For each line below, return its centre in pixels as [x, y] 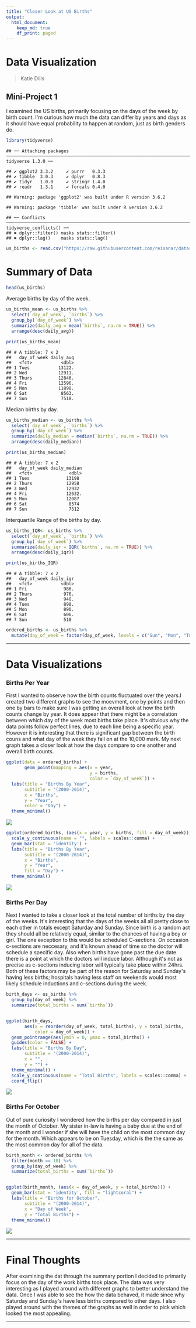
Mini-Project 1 [32, 97]
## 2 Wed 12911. [40, 373]
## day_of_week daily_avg [40, 357]
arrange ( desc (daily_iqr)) [43, 552]
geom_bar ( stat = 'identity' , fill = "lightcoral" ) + [77, 1193]
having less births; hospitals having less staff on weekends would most [91, 977]
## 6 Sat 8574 [43, 504]
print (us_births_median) [36, 453]
